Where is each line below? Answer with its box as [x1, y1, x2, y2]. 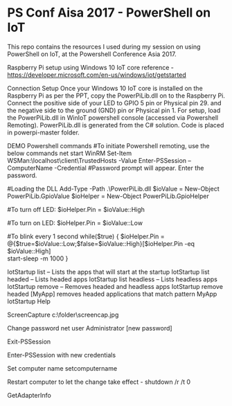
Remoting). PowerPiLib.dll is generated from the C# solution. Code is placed [7, 121, 224, 129]
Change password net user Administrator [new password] [7, 324, 172, 332]
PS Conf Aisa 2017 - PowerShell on [7, 5, 211, 21]
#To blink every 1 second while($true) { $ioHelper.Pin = [7, 232, 165, 240]
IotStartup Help [7, 297, 51, 306]
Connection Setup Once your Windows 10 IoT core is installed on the [7, 84, 203, 92]
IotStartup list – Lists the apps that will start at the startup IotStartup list [7, 267, 210, 276]
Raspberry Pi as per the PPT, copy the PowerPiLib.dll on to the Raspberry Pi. [7, 91, 225, 100]
